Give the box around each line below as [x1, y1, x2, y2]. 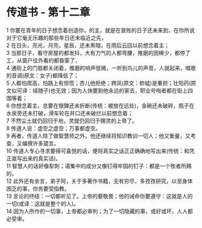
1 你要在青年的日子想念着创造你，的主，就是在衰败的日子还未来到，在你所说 [6, 27, 195, 34]
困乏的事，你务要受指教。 [6, 185, 70, 192]
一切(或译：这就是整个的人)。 [6, 200, 80, 207]
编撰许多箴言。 [22, 139, 59, 147]
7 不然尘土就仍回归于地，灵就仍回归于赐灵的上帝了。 [6, 117, 137, 124]
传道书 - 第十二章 [6, 5, 90, 19]
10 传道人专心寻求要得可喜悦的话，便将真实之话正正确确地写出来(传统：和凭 [6, 147, 195, 154]
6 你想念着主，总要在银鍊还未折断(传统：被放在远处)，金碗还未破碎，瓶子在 [6, 102, 195, 109]
